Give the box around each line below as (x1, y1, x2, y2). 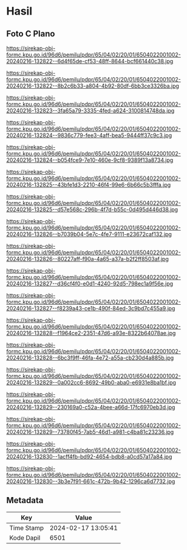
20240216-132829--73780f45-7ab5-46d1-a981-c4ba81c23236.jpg (6, 428, 174, 436)
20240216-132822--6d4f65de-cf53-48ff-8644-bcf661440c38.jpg (6, 58, 174, 64)
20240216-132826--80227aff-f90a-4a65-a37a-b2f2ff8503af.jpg (6, 256, 169, 262)
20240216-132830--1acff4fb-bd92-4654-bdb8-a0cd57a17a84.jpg (6, 453, 172, 460)
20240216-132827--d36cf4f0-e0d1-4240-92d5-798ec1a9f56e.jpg (6, 280, 174, 287)
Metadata (6, 495, 44, 506)
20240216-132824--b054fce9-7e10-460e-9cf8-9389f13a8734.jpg (6, 156, 174, 164)
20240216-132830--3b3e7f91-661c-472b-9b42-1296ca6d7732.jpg (6, 478, 175, 485)
